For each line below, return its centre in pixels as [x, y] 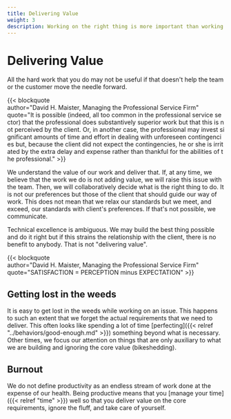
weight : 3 [21, 20]
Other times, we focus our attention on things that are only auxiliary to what [114, 340]
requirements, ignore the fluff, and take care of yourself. [87, 407]
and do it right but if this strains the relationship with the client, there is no [112, 237]
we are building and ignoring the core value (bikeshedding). [92, 348]
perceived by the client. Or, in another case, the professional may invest [116, 130]
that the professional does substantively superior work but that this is [121, 122]
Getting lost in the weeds [62, 294]
